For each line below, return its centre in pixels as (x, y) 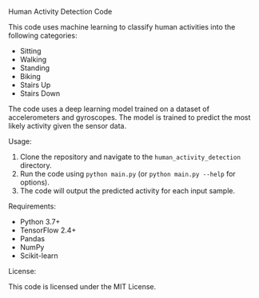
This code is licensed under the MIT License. (82, 286)
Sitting (30, 51)
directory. (36, 165)
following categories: (43, 36)
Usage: (20, 141)
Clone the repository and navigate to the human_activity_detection (130, 157)
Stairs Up (35, 85)
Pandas (32, 238)
